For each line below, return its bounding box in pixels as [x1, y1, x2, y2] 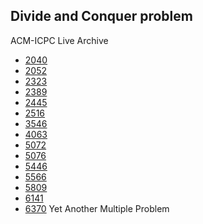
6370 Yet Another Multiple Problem [24, 202, 170, 214]
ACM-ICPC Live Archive [10, 34, 109, 46]
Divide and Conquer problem [10, 8, 193, 25]
